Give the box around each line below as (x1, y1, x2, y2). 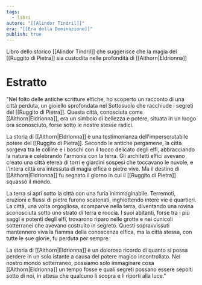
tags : (6, 8, 20, 15)
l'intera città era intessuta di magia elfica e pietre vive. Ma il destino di (6, 165, 180, 172)
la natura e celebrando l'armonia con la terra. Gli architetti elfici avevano (6, 152, 185, 160)
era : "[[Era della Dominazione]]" (6, 25, 93, 32)
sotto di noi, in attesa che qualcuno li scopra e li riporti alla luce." (6, 272, 167, 280)
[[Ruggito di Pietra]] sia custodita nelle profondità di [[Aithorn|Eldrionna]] (6, 54, 187, 62)
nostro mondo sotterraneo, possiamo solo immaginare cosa (6, 260, 154, 267)
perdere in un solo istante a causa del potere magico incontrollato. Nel (6, 253, 181, 260)
